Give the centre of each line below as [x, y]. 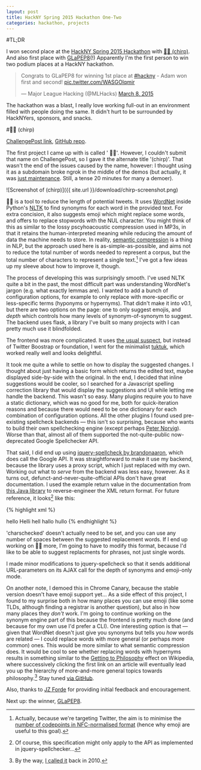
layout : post [22, 12]
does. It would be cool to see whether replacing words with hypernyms [94, 651]
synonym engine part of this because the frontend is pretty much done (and [100, 620]
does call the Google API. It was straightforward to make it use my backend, [100, 459]
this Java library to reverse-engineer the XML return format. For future [93, 491]
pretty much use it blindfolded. [44, 329]
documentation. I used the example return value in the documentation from [99, 484]
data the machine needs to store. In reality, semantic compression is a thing [99, 240]
